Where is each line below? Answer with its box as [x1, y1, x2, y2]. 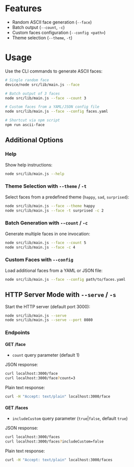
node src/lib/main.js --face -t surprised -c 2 [5, 208, 104, 213]
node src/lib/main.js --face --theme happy [5, 203, 95, 208]
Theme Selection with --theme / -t [5, 183, 87, 190]
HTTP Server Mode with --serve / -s [5, 291, 116, 299]
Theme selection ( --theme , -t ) [12, 35, 72, 41]
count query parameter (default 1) [12, 352, 80, 358]
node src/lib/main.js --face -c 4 [5, 245, 76, 250]
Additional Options [5, 136, 64, 145]
